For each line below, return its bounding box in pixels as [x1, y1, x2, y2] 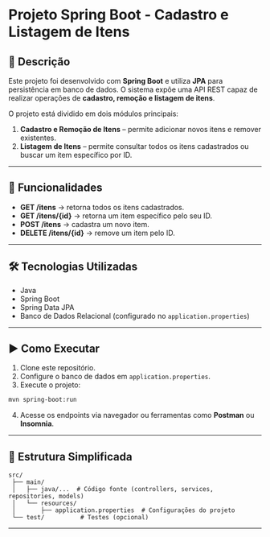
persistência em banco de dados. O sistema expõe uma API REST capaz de [8, 85, 259, 94]
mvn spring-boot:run [8, 396, 78, 404]
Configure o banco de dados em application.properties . [19, 372, 211, 382]
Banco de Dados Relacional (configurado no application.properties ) [19, 311, 251, 320]
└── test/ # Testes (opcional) [11, 514, 149, 522]
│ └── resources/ [11, 499, 78, 508]
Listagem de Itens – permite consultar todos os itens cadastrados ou [19, 142, 249, 151]
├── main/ [11, 478, 45, 486]
